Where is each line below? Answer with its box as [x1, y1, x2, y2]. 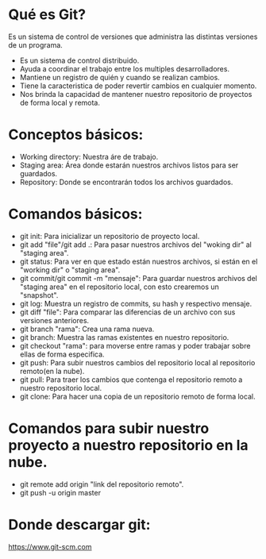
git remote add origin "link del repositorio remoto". [19, 479, 184, 489]
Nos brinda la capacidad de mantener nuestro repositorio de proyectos [19, 89, 253, 98]
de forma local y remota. [19, 98, 101, 107]
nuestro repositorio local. [19, 383, 102, 392]
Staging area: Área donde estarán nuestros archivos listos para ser [19, 160, 239, 170]
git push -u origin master [19, 488, 102, 497]
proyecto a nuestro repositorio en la [8, 437, 249, 454]
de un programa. [8, 40, 64, 49]
